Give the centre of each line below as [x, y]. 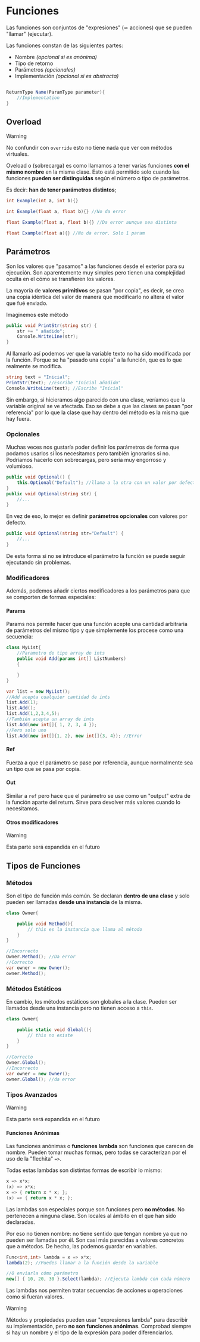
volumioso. [20, 466]
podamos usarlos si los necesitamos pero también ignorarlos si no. [88, 453]
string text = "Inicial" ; [38, 377]
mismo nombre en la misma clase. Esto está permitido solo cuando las [93, 172]
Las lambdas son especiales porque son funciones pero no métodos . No [96, 1209]
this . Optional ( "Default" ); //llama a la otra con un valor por [97, 482]
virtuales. [18, 154]
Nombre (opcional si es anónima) [56, 57]
